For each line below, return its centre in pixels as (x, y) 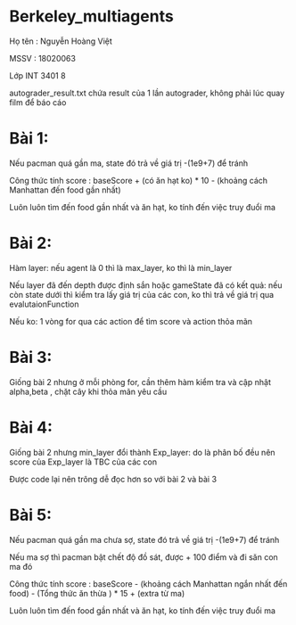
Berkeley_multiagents (91, 16)
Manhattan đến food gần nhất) (65, 190)
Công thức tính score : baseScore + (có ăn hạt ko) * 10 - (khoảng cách (139, 180)
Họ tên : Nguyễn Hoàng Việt (61, 41)
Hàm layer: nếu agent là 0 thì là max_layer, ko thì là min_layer (121, 267)
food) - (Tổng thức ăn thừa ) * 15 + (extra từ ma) (97, 593)
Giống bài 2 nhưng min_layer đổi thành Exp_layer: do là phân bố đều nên (142, 452)
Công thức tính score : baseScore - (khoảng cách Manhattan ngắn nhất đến (148, 584)
